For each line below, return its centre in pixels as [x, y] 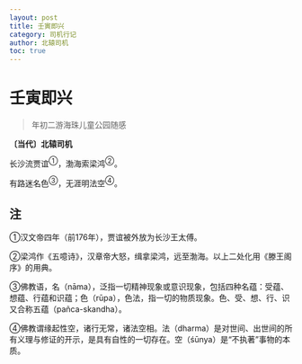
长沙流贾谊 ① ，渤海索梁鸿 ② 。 [66, 163]
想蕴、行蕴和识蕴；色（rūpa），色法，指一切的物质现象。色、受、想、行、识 [150, 298]
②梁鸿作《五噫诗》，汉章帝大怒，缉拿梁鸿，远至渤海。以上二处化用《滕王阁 [151, 256]
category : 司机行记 [43, 34]
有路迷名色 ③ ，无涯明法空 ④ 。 [66, 182]
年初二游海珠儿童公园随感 [79, 125]
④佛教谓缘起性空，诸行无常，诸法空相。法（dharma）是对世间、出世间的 [147, 328]
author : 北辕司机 [39, 43]
